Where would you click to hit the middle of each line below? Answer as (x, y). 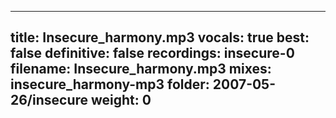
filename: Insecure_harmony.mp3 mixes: (141, 69)
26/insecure (49, 100)
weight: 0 (121, 100)
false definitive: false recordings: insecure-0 (152, 53)
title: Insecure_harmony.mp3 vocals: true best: (160, 37)
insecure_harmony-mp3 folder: (110, 84)
